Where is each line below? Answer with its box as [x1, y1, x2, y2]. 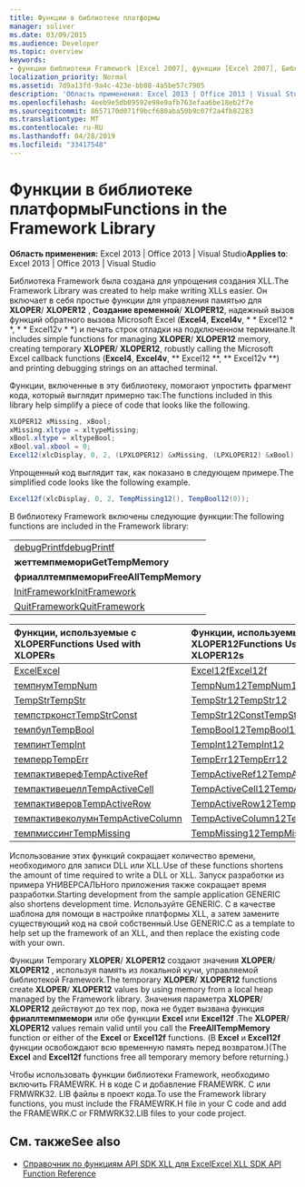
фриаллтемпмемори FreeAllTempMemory [14, 570, 202, 583]
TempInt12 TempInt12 [191, 738, 284, 750]
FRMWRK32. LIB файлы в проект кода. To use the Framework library [9, 1088, 267, 1099]
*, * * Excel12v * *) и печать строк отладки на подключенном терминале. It [9, 324, 296, 335]
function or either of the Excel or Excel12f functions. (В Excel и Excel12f [9, 1031, 281, 1042]
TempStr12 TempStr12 [191, 693, 288, 706]
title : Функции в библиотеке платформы [9, 13, 161, 23]
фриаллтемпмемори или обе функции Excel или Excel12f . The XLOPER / [9, 1012, 290, 1023]
